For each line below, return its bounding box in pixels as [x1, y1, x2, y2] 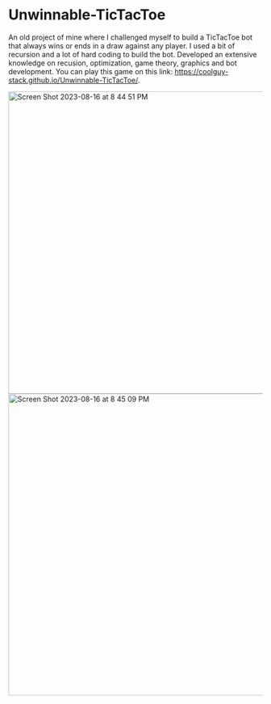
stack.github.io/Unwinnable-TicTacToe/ [8, 75, 139, 85]
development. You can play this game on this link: [8, 66, 173, 76]
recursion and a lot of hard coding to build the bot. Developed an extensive [8, 49, 257, 59]
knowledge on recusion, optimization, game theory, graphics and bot [8, 58, 238, 68]
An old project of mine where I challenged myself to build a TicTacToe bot [8, 32, 252, 42]
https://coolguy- [174, 66, 229, 76]
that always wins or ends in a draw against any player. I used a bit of [8, 40, 236, 50]
